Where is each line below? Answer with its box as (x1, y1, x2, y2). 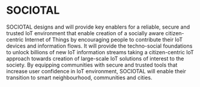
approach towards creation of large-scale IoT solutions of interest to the (6, 55, 184, 62)
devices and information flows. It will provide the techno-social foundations (6, 42, 193, 49)
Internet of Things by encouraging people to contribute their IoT (25, 36, 183, 43)
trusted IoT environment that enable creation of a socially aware (6, 29, 164, 36)
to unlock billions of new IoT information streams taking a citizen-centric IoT (6, 48, 194, 55)
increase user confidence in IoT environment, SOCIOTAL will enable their (6, 67, 186, 74)
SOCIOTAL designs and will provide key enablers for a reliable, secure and (6, 23, 190, 30)
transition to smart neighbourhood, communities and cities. (6, 74, 153, 81)
